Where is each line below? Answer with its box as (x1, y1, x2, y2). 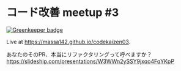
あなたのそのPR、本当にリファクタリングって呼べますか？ (6, 50, 152, 58)
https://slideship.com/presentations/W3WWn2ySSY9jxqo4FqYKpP (6, 58, 175, 65)
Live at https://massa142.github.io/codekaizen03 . (6, 38, 131, 45)
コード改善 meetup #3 (6, 6, 119, 20)
